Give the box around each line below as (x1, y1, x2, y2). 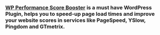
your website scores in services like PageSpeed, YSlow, (5, 17, 146, 24)
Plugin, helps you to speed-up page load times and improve (5, 10, 155, 17)
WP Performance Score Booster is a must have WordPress (5, 4, 152, 11)
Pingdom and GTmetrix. (5, 23, 65, 30)
